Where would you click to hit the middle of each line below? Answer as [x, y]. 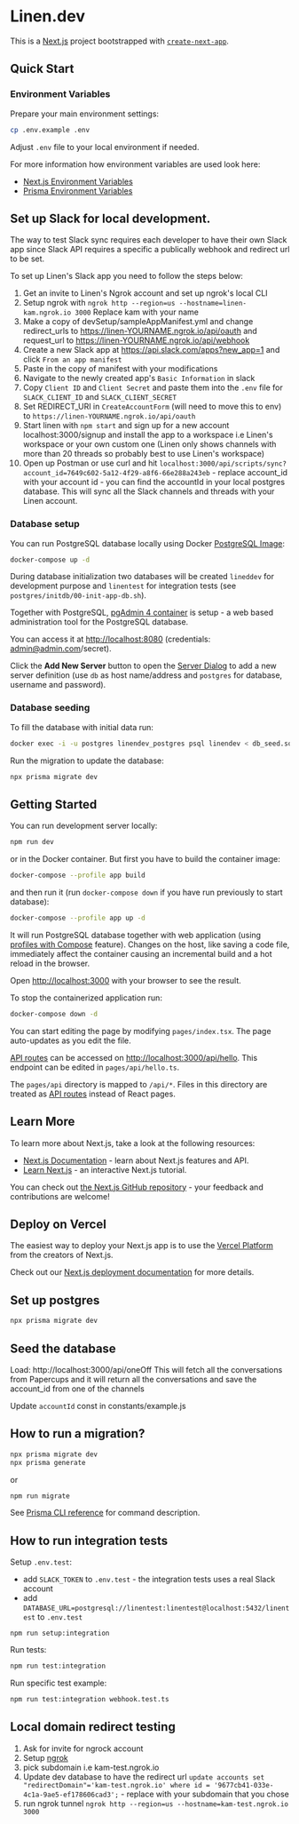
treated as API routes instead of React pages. [93, 1094]
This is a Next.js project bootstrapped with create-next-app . [120, 41]
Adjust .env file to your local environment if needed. [105, 147]
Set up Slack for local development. [110, 218]
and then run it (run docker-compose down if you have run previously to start [146, 892]
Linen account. [50, 501]
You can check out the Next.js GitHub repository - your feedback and [137, 1187]
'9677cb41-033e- [244, 1785]
